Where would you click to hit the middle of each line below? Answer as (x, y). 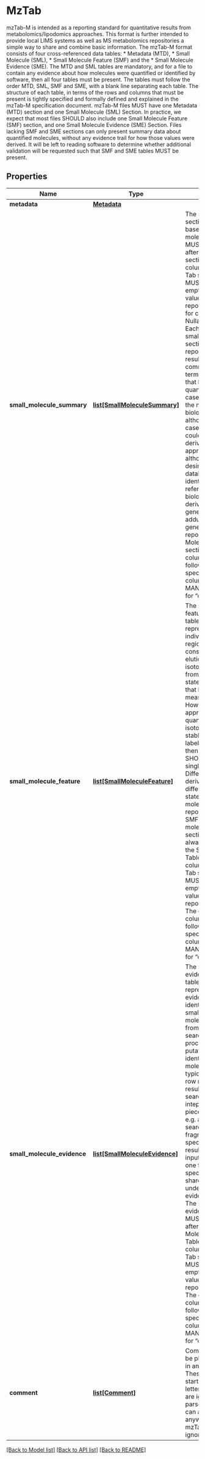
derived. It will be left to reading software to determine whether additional (99, 144)
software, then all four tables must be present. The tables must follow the (98, 79)
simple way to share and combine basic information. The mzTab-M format (99, 47)
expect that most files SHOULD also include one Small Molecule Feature (97, 118)
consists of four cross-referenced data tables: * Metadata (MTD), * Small (98, 53)
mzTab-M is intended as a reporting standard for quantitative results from (99, 27)
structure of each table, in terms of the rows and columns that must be (95, 92)
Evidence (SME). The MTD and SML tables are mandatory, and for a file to (99, 66)
